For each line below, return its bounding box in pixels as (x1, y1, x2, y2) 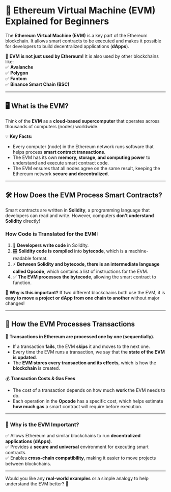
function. (12, 279, 32, 286)
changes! (5, 300, 25, 306)
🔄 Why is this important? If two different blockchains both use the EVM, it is (5, 289, 165, 295)
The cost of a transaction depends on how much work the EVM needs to (12, 387, 165, 393)
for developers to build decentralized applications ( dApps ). (5, 43, 130, 49)
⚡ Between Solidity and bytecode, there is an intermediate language (12, 261, 160, 267)
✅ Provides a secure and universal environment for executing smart (5, 443, 149, 450)
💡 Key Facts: (5, 133, 33, 139)
